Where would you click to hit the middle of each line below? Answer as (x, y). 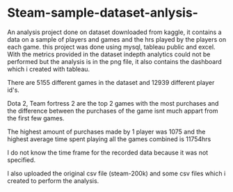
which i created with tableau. (49, 69)
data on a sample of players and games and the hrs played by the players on (117, 39)
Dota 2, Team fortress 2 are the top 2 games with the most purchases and (113, 103)
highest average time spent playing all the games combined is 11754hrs (109, 139)
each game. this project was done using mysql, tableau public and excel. (111, 47)
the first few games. (36, 118)
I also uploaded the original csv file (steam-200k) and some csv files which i (116, 173)
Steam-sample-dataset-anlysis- (103, 13)
